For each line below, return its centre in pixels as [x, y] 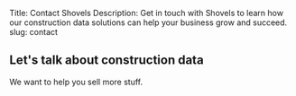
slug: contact [34, 32]
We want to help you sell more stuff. [76, 82]
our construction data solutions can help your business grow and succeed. [148, 22]
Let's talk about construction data [107, 61]
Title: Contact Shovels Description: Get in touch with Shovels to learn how [147, 13]
